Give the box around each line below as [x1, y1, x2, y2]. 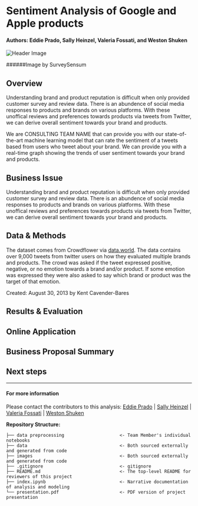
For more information [6, 390, 60, 397]
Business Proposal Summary [6, 347, 114, 356]
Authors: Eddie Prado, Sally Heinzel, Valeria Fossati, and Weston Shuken [6, 37, 187, 44]
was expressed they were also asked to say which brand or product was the [6, 271, 191, 278]
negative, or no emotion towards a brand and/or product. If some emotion [6, 265, 185, 273]
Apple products [6, 17, 84, 30]
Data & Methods [6, 231, 67, 241]
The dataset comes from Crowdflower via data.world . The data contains [6, 246, 181, 254]
